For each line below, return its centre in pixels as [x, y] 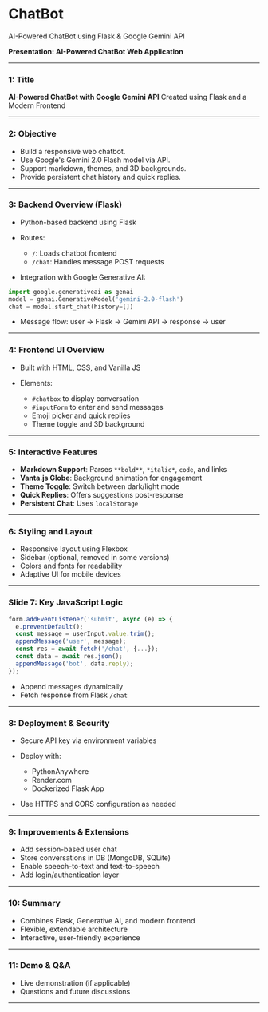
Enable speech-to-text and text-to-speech [89, 867]
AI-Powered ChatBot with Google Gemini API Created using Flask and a [128, 97]
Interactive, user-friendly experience [80, 937]
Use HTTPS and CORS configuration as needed [98, 804]
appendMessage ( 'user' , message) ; [71, 641]
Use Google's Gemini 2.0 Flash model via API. [95, 160]
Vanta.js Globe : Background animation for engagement [111, 478]
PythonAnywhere [60, 771]
